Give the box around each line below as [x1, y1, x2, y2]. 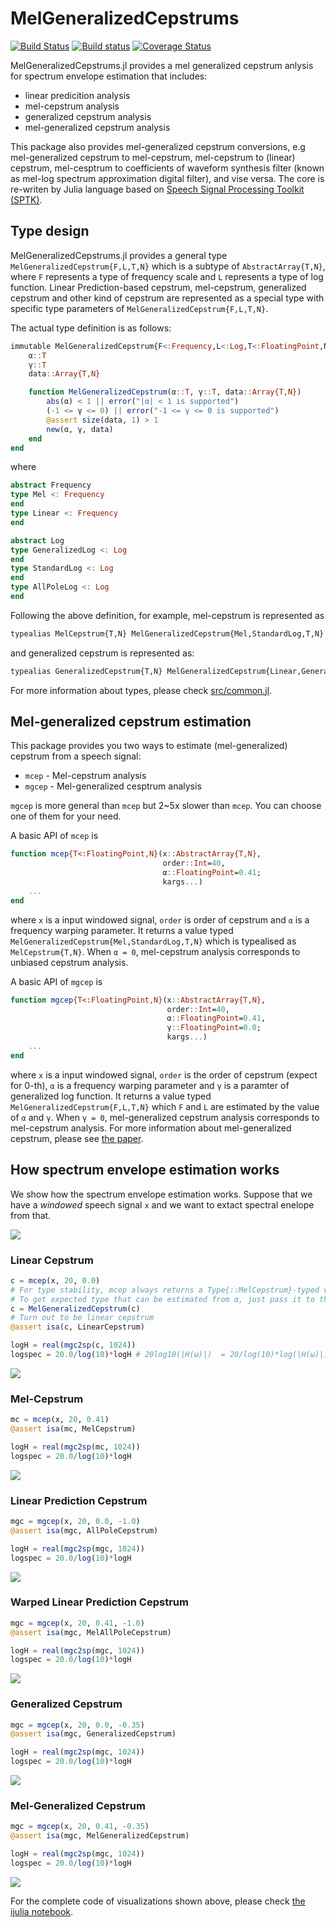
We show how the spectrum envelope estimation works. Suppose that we [10, 1188, 313, 1200]
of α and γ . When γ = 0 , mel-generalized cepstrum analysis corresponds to [10, 1111, 320, 1123]
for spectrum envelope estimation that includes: [10, 70, 208, 82]
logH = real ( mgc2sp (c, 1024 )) [10, 1340, 137, 1351]
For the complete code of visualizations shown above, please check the [10, 1895, 306, 1907]
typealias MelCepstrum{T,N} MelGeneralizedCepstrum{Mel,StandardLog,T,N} [10, 628, 325, 639]
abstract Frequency [10, 480, 92, 491]
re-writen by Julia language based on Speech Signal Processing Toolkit [10, 183, 305, 195]
